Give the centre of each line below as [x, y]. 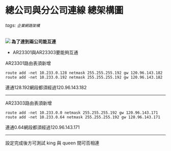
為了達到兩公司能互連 [34, 42]
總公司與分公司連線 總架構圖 [64, 10]
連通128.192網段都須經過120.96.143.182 [46, 88]
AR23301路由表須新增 [28, 63]
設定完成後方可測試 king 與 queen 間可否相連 [52, 143]
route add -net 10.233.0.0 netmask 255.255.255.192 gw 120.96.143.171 [82, 113]
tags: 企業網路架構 [23, 25]
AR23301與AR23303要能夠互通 [45, 53]
